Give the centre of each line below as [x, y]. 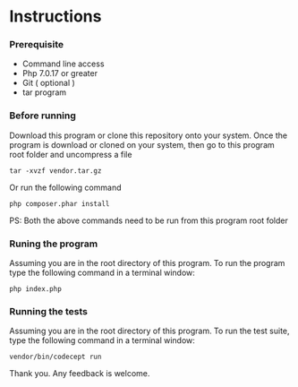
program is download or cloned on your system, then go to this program [142, 144]
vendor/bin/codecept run [55, 357]
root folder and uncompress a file [71, 154]
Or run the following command [65, 187]
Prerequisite [37, 45]
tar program [44, 92]
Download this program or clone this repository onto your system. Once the [149, 135]
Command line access [63, 64]
